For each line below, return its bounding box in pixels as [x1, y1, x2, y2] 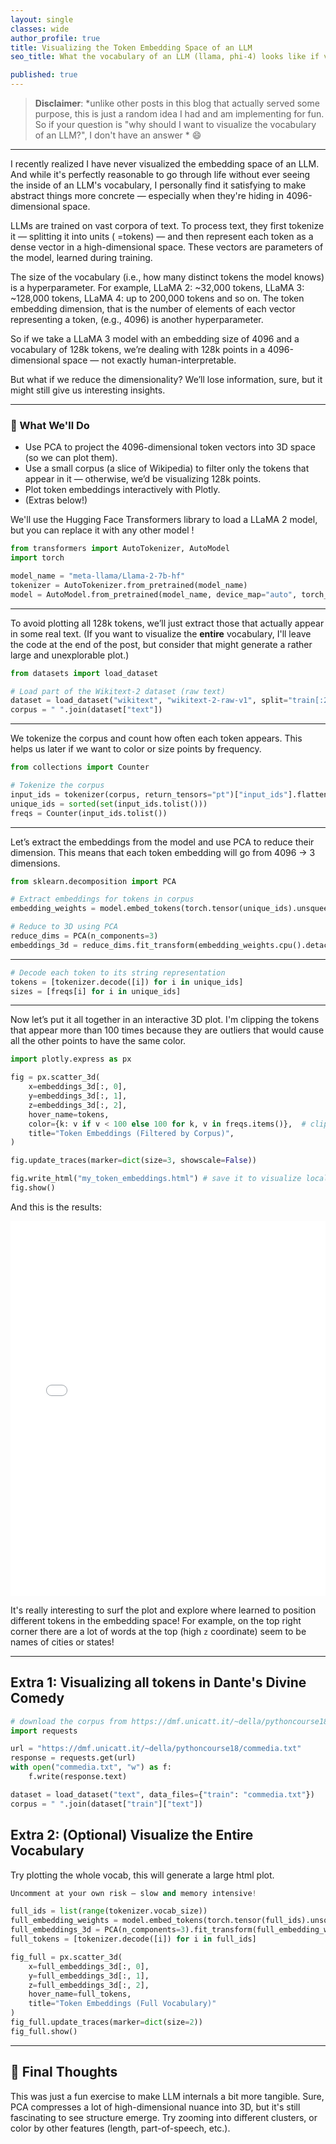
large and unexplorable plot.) [10, 649, 130, 661]
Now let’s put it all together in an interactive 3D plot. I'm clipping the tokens [10, 1014, 320, 1026]
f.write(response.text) [28, 1772, 128, 1782]
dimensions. [10, 857, 61, 869]
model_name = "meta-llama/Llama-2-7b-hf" [10, 571, 186, 581]
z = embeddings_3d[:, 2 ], [28, 1100, 128, 1110]
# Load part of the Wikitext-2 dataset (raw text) [10, 686, 226, 696]
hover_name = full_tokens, [28, 1989, 132, 2000]
